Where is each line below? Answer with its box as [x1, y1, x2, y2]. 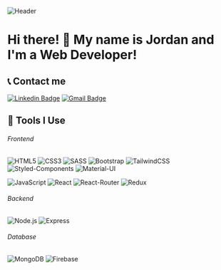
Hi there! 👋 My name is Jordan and [7, 32, 215, 48]
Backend [7, 194, 34, 203]
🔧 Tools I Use [7, 115, 66, 127]
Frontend [7, 134, 34, 142]
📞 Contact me [7, 75, 66, 87]
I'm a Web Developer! [7, 47, 138, 63]
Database [7, 232, 37, 242]
